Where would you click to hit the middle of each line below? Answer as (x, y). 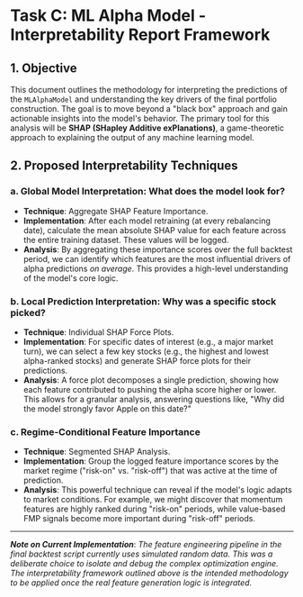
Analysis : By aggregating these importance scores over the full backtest (158, 249)
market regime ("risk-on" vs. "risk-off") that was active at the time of (150, 471)
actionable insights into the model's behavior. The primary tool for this (140, 118)
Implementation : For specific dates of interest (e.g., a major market (148, 341)
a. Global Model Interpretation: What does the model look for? (148, 192)
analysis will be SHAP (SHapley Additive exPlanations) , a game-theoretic (147, 128)
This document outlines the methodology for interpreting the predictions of (149, 90)
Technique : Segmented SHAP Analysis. (97, 452)
